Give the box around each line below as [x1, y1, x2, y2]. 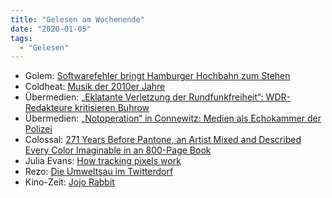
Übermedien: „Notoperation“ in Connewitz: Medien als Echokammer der [24, 112, 322, 125]
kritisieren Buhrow [74, 102, 150, 114]
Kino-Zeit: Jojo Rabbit [24, 176, 115, 188]
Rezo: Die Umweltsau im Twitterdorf [24, 166, 174, 178]
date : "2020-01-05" [10, 24, 92, 34]
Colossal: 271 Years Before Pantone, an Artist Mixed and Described [24, 134, 302, 146]
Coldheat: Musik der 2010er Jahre [24, 81, 166, 93]
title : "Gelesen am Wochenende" [10, 14, 145, 25]
